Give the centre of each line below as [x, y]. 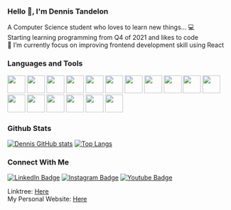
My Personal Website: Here [47, 199]
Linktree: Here [28, 191]
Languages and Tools [45, 63]
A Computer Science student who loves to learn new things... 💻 [101, 27]
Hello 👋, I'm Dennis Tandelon [58, 11]
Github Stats [29, 128]
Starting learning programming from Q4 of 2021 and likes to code [103, 38]
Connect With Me [38, 162]
